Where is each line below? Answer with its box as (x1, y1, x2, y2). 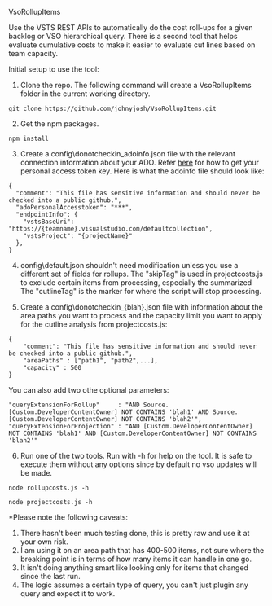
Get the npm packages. (20, 119, 99, 129)
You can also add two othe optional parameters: (8, 385, 169, 394)
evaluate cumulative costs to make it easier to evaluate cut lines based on (8, 40, 256, 50)
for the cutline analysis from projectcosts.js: (20, 319, 168, 329)
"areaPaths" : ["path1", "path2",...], (23, 357, 159, 365)
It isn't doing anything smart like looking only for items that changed (20, 563, 248, 573)
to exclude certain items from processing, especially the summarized (20, 278, 252, 288)
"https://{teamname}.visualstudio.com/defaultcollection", (8, 225, 213, 233)
